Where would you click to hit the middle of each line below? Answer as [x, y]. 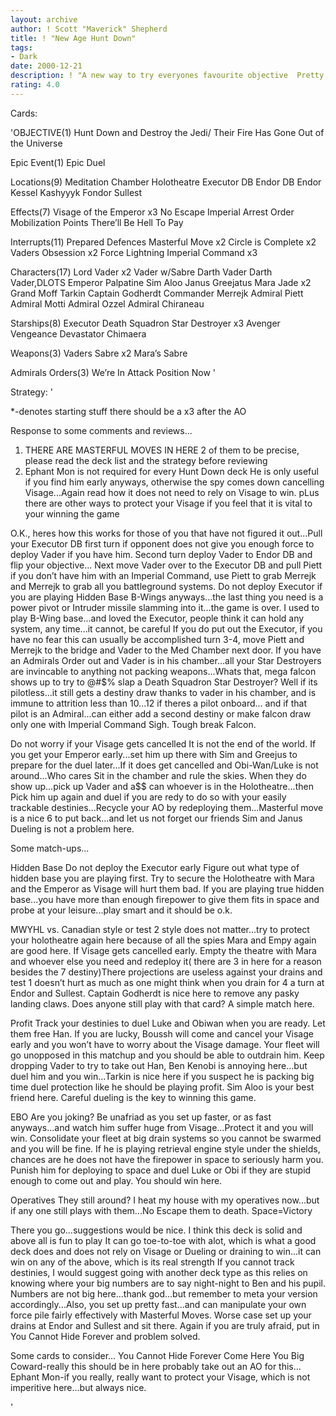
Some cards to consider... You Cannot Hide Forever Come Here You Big [157, 1355]
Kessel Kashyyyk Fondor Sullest [76, 192]
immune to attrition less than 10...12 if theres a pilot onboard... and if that [159, 703]
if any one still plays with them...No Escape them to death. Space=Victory [161, 1210]
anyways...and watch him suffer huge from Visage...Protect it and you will [162, 1127]
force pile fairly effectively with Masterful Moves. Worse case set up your [161, 1315]
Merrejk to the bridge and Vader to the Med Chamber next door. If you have [166, 650]
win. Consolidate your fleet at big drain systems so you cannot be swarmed [166, 1138]
